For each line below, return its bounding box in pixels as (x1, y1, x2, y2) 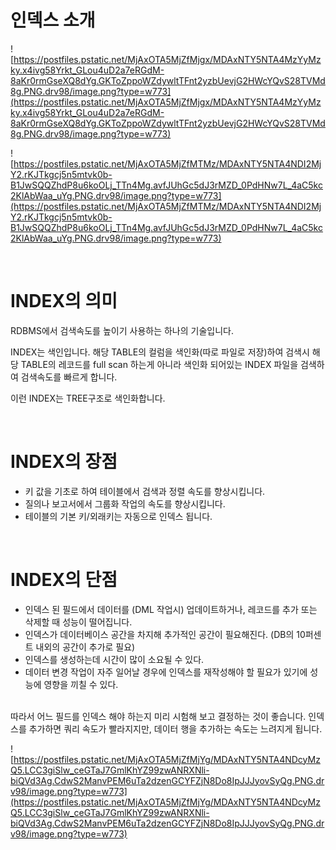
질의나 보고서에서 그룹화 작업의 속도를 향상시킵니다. (24, 497, 226, 510)
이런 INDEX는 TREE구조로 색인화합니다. (10, 392, 166, 404)
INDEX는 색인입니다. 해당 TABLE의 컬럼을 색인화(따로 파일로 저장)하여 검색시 (10, 346, 310, 358)
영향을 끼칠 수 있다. (43, 678, 119, 690)
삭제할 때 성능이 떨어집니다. (24, 616, 133, 628)
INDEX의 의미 (10, 290, 118, 313)
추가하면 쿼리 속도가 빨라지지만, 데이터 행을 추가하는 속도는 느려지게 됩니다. (28, 722, 323, 735)
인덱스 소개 (10, 9, 96, 32)
